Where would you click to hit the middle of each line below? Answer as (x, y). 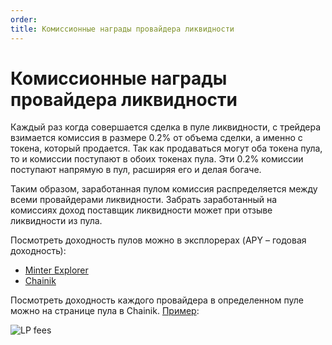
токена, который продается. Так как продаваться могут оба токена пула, (166, 148)
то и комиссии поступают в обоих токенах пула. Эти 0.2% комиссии (157, 159)
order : (24, 19)
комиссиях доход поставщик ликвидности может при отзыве (141, 210)
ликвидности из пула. (56, 221)
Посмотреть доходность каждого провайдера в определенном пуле (157, 300)
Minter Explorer (56, 270)
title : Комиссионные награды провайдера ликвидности (122, 29)
